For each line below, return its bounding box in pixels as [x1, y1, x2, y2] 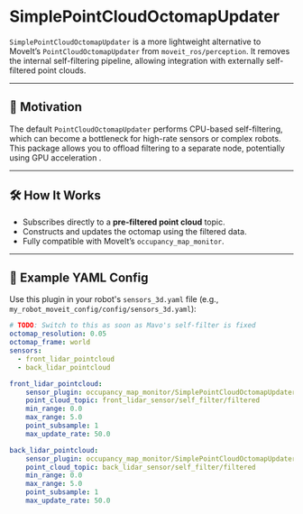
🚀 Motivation [9, 99, 83, 115]
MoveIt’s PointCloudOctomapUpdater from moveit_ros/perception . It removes [9, 45, 290, 56]
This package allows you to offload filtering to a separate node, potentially [9, 142, 286, 153]
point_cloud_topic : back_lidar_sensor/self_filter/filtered [25, 463, 256, 472]
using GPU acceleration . [9, 151, 102, 163]
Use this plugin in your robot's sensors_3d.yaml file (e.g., [9, 294, 219, 305]
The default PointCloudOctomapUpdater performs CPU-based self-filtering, [9, 124, 283, 134]
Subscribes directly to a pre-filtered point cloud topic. [22, 216, 225, 227]
